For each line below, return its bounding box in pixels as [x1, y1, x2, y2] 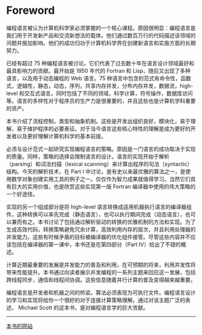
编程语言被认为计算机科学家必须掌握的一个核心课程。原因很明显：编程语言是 [6, 24, 196, 31]
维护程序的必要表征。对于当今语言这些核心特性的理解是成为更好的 [26, 124, 191, 132]
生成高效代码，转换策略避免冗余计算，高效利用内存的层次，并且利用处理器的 [6, 226, 196, 233]
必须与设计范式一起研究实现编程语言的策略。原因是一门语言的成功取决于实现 [6, 145, 196, 152]
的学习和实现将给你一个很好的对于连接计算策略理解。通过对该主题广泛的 [6, 296, 185, 304]
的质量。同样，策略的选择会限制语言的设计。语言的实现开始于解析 [6, 153, 170, 160]
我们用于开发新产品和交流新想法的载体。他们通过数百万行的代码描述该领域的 [6, 31, 196, 39]
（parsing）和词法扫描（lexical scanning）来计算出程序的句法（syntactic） [6, 160, 193, 167]
